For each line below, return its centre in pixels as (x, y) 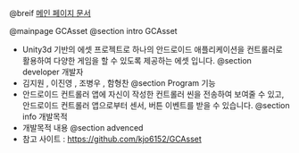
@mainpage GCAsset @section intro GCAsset (93, 31)
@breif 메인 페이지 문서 (50, 13)
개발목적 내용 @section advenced (83, 127)
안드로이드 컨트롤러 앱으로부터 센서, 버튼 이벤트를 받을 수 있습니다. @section (156, 105)
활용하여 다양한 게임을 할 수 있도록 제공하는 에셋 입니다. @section (137, 60)
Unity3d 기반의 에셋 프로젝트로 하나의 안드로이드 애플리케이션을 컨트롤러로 (152, 49)
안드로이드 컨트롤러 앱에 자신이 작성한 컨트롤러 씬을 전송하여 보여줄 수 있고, (153, 94)
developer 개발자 (53, 72)
